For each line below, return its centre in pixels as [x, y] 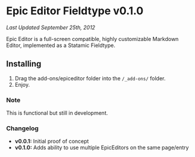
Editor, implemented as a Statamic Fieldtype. [61, 45]
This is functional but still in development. [57, 113]
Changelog [22, 128]
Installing [24, 64]
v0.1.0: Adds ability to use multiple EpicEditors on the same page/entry [102, 147]
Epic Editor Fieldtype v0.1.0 [75, 11]
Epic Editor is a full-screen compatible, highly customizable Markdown [92, 39]
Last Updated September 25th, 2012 [51, 27]
